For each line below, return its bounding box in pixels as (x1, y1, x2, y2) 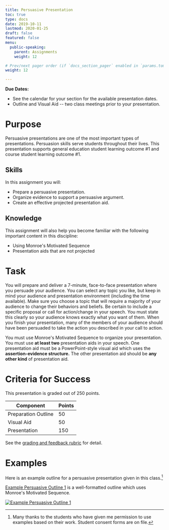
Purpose (5, 119, 42, 130)
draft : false (5, 31, 33, 36)
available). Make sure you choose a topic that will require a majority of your (5, 298, 161, 304)
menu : (5, 40, 17, 45)
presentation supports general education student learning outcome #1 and (5, 146, 159, 152)
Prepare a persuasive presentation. (12, 189, 86, 195)
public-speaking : (10, 45, 46, 50)
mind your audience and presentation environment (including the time (5, 292, 150, 299)
